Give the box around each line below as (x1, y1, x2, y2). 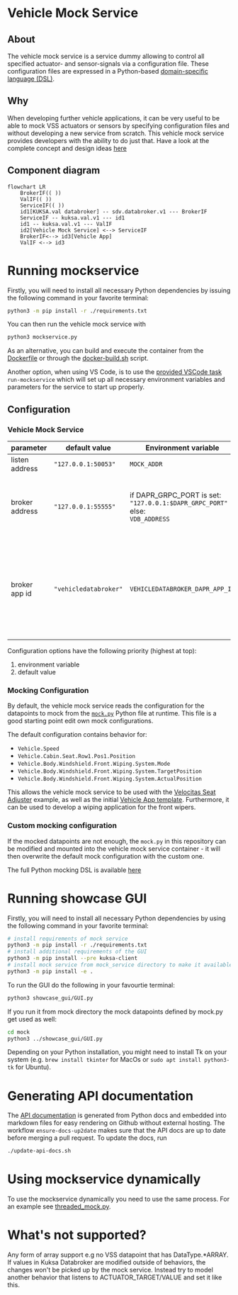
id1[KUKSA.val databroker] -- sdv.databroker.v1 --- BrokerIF (20, 208, 208, 215)
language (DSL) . (7, 74, 55, 83)
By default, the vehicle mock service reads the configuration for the (7, 701, 205, 710)
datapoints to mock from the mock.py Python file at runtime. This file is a (7, 709, 217, 718)
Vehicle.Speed (17, 745, 59, 752)
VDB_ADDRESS (130, 515, 170, 523)
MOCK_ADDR (130, 460, 163, 468)
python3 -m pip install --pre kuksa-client (7, 955, 138, 962)
